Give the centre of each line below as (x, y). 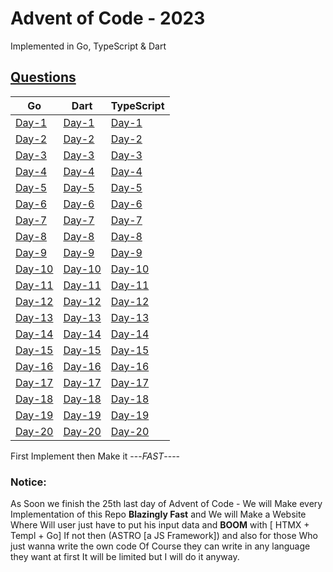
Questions (43, 77)
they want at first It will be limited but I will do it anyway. (125, 557)
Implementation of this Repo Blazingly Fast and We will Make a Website (158, 514)
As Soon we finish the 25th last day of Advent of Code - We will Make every (166, 504)
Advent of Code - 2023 (108, 18)
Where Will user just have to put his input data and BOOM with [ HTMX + (160, 525)
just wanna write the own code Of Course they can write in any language (160, 546)
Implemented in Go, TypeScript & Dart (88, 46)
